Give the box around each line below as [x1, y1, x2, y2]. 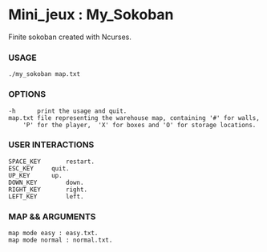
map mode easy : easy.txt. [8, 230, 99, 238]
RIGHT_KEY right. [8, 186, 88, 194]
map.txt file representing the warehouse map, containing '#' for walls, [8, 114, 261, 122]
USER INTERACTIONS [8, 139, 95, 150]
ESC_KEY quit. [8, 164, 70, 173]
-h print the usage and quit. [8, 106, 127, 115]
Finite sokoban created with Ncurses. [8, 32, 132, 42]
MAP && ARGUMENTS [8, 210, 96, 222]
